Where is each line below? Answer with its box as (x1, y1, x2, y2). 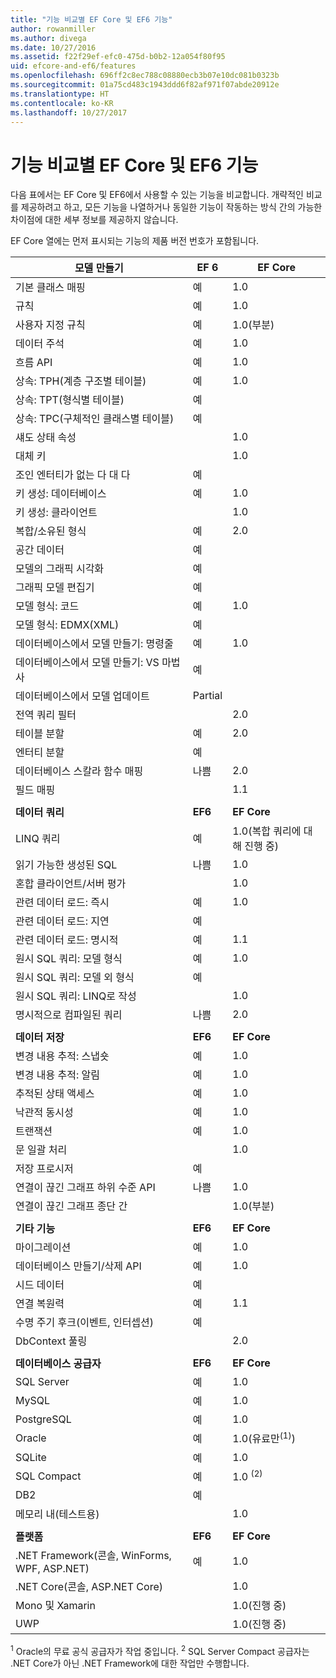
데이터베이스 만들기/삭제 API (15, 1259, 142, 1273)
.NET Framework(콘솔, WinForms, (15, 1548, 172, 1562)
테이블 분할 (15, 727, 65, 741)
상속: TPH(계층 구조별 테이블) (15, 374, 147, 388)
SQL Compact (15, 1469, 82, 1483)
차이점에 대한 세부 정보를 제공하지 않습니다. (10, 214, 179, 226)
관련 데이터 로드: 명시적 (15, 933, 119, 947)
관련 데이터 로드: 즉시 (15, 896, 110, 910)
